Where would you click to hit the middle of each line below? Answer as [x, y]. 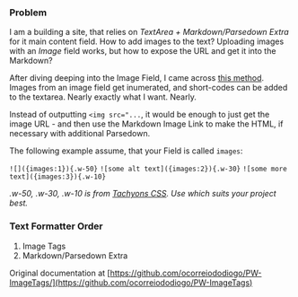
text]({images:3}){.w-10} [57, 177]
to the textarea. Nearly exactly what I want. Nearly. [103, 97]
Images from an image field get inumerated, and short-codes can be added [149, 88]
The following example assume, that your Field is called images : [126, 151]
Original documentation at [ [60, 273]
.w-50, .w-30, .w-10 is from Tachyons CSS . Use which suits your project [143, 194]
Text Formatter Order [56, 226]
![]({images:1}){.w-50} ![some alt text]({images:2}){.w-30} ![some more [148, 169]
